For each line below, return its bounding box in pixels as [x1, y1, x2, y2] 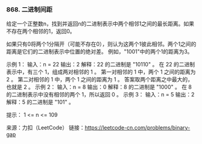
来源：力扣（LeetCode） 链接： [6, 124, 86, 131]
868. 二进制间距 [6, 5, 53, 13]
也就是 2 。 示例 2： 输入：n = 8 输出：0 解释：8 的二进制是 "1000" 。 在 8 [6, 83, 192, 91]
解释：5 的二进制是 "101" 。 [6, 98, 74, 106]
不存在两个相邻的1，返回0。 [6, 28, 75, 35]
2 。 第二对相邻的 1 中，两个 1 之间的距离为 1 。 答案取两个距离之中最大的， [6, 76, 194, 83]
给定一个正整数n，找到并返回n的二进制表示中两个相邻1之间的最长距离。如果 [6, 20, 195, 28]
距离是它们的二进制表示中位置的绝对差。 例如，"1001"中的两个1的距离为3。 [6, 48, 193, 55]
